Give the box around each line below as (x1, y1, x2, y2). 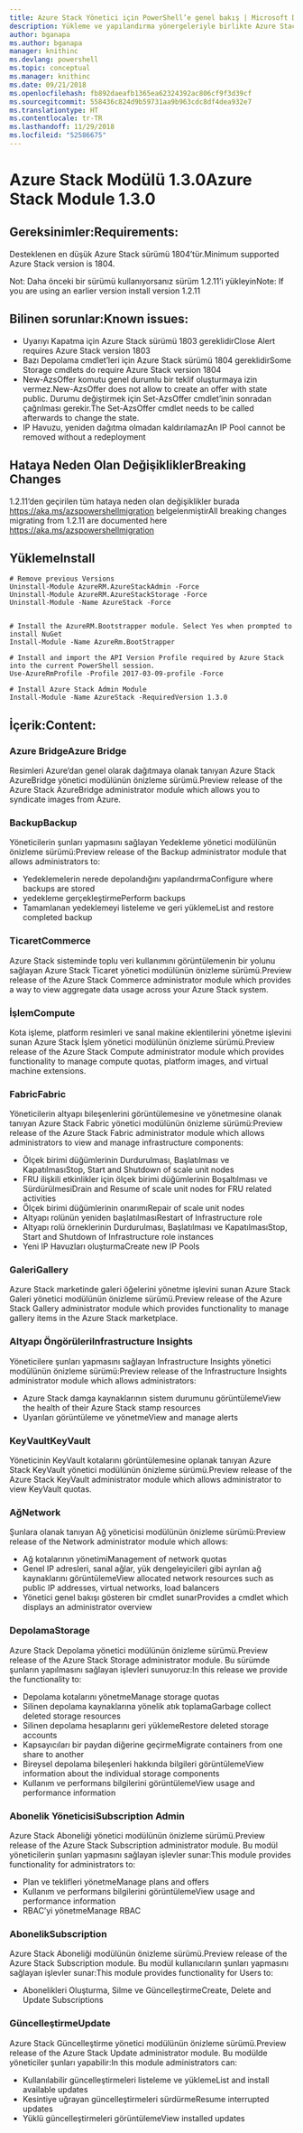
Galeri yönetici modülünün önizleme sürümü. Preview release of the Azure (9, 1293, 282, 1305)
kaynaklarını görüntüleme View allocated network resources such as (22, 1573, 274, 1584)
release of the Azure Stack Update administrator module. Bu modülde (9, 2047, 268, 2058)
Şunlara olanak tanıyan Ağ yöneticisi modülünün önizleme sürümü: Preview (9, 1527, 286, 1538)
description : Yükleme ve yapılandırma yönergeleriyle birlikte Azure (9, 22, 277, 31)
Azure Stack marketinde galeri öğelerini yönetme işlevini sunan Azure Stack (9, 1284, 291, 1295)
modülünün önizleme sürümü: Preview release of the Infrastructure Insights (9, 1365, 287, 1376)
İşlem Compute (9, 1006, 76, 1019)
